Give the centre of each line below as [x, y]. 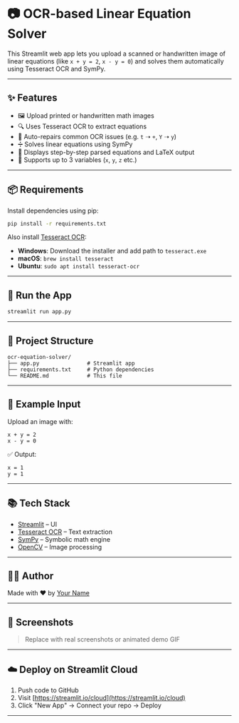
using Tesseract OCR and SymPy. [57, 69]
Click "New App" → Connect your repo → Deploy [90, 705]
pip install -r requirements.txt [57, 223]
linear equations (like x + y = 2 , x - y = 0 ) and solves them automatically [116, 61]
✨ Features [32, 98]
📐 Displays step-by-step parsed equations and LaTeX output [106, 152]
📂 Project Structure [51, 341]
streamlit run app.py [39, 312]
